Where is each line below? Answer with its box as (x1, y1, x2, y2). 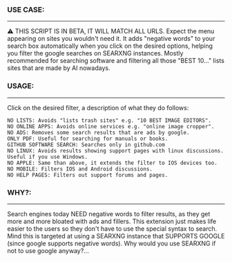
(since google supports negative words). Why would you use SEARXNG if (7, 239, 216, 247)
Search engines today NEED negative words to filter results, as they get (7, 209, 211, 218)
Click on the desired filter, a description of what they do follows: (7, 103, 189, 112)
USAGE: (7, 81, 35, 91)
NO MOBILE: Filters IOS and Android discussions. (7, 165, 153, 173)
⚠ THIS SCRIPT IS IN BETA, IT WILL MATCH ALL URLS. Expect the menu (7, 27, 215, 35)
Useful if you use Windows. (7, 153, 88, 160)
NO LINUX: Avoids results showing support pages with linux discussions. (7, 147, 224, 154)
